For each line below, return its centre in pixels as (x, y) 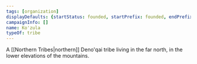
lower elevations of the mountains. (48, 56)
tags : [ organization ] (33, 11)
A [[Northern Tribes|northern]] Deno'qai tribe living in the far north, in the (94, 49)
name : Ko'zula (23, 28)
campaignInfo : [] (27, 22)
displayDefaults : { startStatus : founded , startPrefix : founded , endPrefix (99, 17)
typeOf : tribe (23, 33)
